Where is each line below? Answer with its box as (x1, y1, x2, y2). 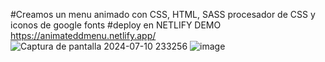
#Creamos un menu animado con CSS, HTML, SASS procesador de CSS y (10, 9, 316, 20)
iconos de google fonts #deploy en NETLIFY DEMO (10, 19, 222, 31)
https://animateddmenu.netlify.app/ (10, 30, 157, 41)
